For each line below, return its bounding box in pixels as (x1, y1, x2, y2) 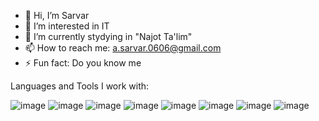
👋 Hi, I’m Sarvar (24, 10, 90, 21)
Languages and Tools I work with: (10, 80, 150, 92)
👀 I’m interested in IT (24, 20, 110, 32)
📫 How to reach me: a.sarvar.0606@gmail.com (24, 42, 222, 54)
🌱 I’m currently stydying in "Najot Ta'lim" (24, 31, 193, 42)
